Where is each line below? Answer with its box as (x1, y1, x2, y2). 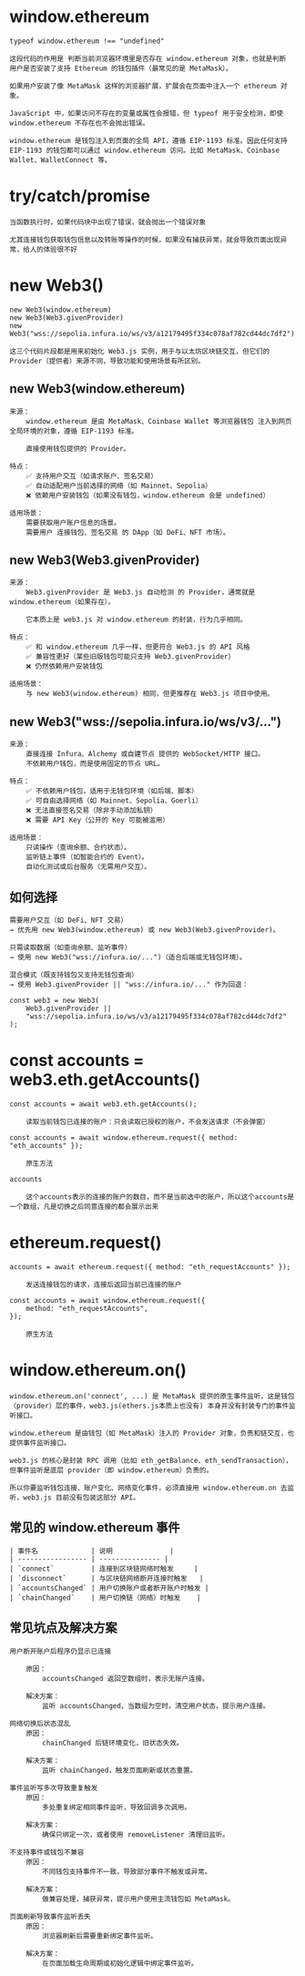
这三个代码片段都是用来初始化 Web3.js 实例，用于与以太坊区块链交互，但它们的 (9, 346, 270, 356)
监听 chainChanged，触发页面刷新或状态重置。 (42, 1766, 198, 1775)
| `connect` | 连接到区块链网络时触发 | (9, 1564, 198, 1573)
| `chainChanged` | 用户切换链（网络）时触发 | (9, 1592, 201, 1602)
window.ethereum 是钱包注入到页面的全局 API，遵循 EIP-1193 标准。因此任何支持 (9, 136, 289, 145)
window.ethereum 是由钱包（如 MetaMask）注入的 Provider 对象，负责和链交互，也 (9, 1428, 295, 1438)
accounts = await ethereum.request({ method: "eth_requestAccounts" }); (9, 1262, 291, 1272)
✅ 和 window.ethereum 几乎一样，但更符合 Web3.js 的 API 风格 (25, 642, 250, 652)
